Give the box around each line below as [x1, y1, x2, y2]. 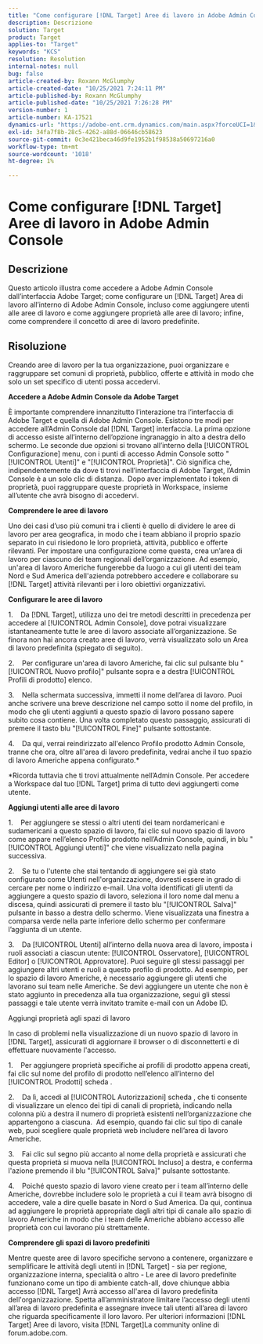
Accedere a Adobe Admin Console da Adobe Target [8, 392, 179, 401]
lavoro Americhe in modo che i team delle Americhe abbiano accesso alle [8, 1214, 245, 1224]
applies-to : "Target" [8, 41, 79, 49]
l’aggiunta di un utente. [8, 924, 82, 934]
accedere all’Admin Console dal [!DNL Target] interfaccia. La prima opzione [8, 424, 250, 433]
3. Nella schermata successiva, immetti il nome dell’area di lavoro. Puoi [8, 690, 243, 699]
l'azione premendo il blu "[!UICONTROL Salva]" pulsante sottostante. [8, 1166, 231, 1175]
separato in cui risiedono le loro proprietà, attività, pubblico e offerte [8, 537, 229, 547]
